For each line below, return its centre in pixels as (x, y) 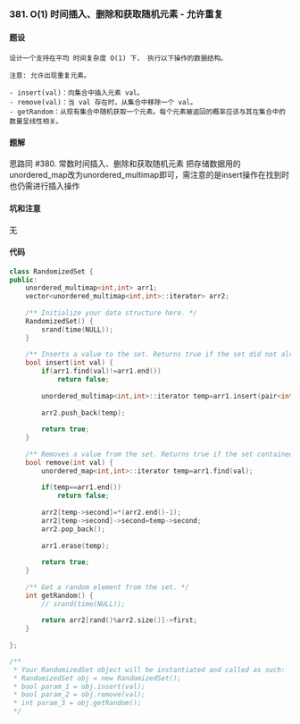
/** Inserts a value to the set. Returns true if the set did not (151, 355)
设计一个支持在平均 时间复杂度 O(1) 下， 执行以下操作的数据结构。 (118, 59)
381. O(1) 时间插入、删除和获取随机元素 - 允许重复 (116, 13)
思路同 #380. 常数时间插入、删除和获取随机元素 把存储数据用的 (125, 164)
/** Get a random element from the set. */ (108, 587)
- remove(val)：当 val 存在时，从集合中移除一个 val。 (103, 103)
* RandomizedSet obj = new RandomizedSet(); (97, 678)
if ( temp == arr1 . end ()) (82, 488)
